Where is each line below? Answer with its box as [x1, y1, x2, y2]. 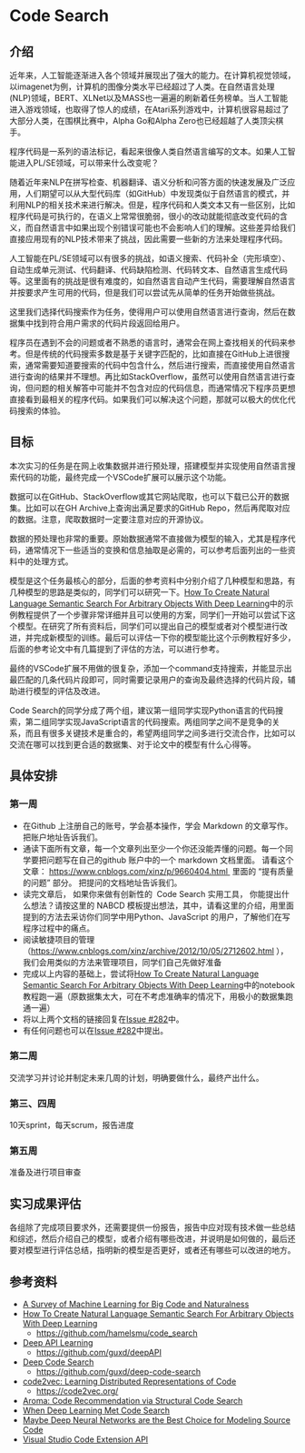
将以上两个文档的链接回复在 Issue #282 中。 [22, 1014, 184, 1024]
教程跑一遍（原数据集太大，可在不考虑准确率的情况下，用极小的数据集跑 [22, 991, 293, 1002]
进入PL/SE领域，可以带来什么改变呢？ [16, 157, 160, 168]
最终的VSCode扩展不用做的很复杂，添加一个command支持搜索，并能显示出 [9, 662, 292, 673]
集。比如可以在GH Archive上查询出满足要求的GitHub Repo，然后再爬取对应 [9, 502, 290, 513]
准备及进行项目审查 [9, 1166, 82, 1178]
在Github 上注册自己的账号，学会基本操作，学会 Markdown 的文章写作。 [22, 820, 293, 831]
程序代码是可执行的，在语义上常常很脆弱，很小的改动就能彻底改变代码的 [9, 211, 280, 221]
